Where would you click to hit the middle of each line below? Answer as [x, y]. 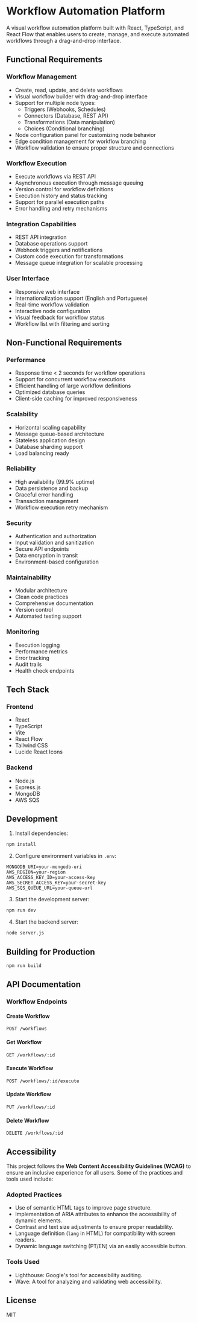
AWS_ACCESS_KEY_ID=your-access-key [51, 878]
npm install [21, 845]
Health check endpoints [45, 670]
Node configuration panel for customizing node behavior [85, 135]
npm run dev [21, 910]
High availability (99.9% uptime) [55, 481]
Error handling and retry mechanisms [61, 208]
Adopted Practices [34, 1195]
